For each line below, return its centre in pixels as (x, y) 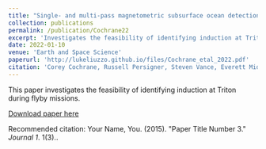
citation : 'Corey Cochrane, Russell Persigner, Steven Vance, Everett (127, 67)
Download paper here (44, 113)
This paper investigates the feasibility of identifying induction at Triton (122, 90)
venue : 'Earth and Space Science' (65, 52)
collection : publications (51, 23)
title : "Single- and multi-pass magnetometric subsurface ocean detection (134, 15)
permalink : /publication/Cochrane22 (68, 30)
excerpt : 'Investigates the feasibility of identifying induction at (125, 38)
